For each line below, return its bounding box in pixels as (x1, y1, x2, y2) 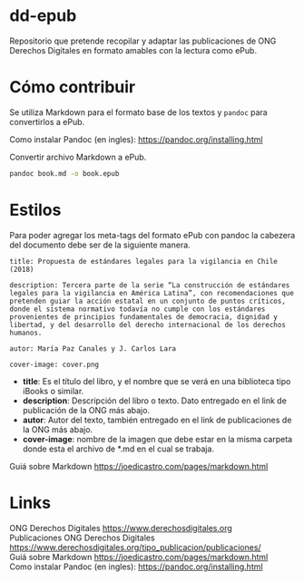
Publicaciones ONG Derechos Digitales (9, 532, 156, 543)
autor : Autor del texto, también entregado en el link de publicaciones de (22, 414, 292, 425)
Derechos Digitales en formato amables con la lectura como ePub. (9, 44, 257, 55)
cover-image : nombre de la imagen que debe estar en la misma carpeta (22, 433, 293, 444)
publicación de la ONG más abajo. (22, 404, 151, 415)
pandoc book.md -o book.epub (9, 169, 120, 178)
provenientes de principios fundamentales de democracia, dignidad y (9, 312, 279, 322)
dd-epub (9, 5, 77, 26)
